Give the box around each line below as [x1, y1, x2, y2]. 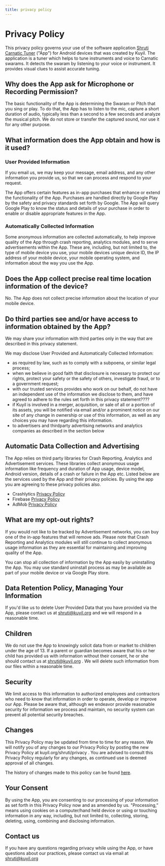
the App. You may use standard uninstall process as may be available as [5, 565, 152, 570]
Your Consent [5, 784, 48, 792]
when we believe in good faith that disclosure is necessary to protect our [12, 370, 161, 376]
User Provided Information [5, 158, 70, 165]
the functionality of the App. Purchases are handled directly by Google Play [5, 195, 158, 201]
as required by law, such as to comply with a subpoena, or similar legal [12, 360, 156, 366]
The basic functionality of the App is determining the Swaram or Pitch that [5, 100, 156, 106]
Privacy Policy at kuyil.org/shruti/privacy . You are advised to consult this [5, 749, 154, 755]
